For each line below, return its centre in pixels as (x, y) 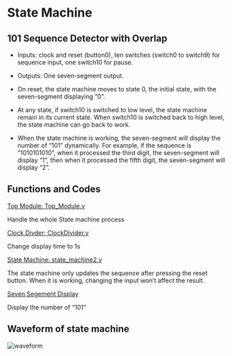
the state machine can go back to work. (74, 125)
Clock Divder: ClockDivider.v (48, 233)
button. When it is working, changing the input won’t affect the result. (106, 280)
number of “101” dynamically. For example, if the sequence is (104, 145)
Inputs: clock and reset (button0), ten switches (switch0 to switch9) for (118, 55)
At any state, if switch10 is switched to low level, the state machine (112, 110)
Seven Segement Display (43, 294)
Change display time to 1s (44, 246)
